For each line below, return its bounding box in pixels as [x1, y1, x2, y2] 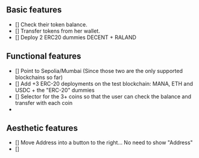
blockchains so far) [14, 74, 63, 81]
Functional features [6, 51, 81, 62]
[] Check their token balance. [14, 21, 87, 28]
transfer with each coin [14, 99, 73, 106]
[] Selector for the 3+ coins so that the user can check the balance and [14, 93, 192, 100]
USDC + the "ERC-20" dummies [14, 86, 95, 93]
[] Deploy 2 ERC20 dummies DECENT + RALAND [14, 33, 137, 41]
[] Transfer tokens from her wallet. [14, 27, 101, 34]
